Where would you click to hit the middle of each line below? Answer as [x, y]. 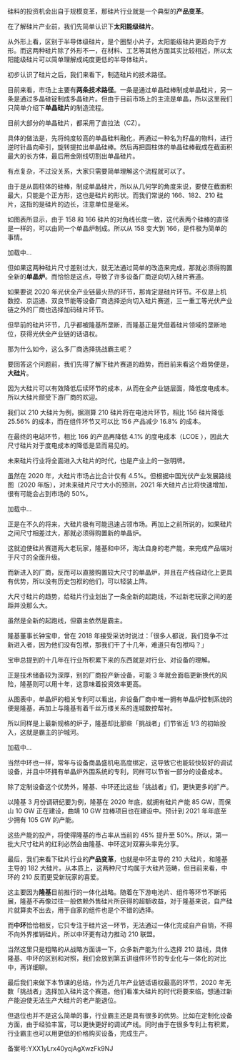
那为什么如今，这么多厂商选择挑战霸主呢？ [70, 349]
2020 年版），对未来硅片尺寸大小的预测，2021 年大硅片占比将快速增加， [126, 485]
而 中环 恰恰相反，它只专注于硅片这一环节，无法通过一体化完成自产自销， [114, 925]
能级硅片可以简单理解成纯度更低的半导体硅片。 [82, 59]
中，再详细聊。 [29, 967]
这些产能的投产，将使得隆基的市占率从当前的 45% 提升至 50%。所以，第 [115, 835]
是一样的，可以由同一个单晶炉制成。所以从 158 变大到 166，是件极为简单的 [117, 228]
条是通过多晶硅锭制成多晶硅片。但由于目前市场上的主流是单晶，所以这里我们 [120, 99]
